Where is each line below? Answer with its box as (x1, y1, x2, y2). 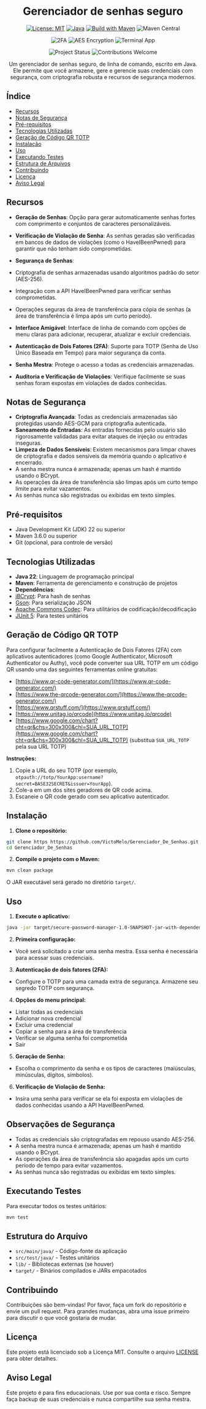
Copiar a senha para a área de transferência (15, 1028, 127, 1035)
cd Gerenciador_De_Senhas (6, 845, 72, 851)
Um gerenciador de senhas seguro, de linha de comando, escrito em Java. (9, 60, 197, 68)
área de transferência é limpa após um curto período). (15, 312, 152, 319)
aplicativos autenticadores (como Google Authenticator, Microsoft (6, 652, 173, 660)
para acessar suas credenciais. (15, 954, 94, 961)
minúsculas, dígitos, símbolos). (15, 1071, 94, 1079)
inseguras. (15, 439, 42, 447)
